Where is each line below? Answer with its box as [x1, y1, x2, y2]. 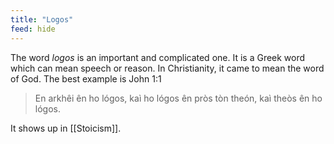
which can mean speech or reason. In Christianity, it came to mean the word [10, 62, 325, 74]
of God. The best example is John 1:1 [10, 72, 162, 85]
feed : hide [10, 24, 56, 34]
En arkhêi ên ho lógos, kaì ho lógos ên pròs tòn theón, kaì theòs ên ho [34, 92, 323, 104]
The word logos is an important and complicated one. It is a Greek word [10, 51, 306, 63]
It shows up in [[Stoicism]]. [10, 122, 122, 134]
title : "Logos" [10, 14, 74, 25]
